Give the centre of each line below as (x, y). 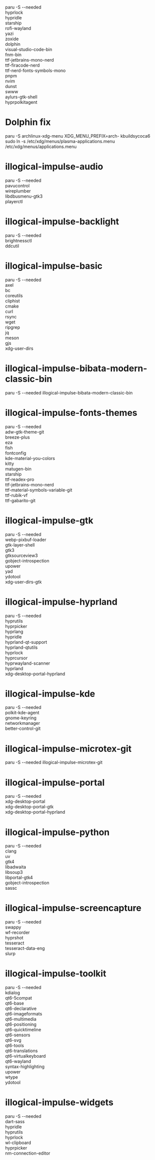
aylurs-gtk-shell (21, 97)
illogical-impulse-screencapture (73, 908)
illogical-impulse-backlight (62, 222)
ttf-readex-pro (20, 479)
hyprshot (14, 938)
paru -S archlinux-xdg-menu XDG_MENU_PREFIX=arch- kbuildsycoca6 (78, 136)
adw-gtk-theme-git (25, 432)
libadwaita (16, 867)
